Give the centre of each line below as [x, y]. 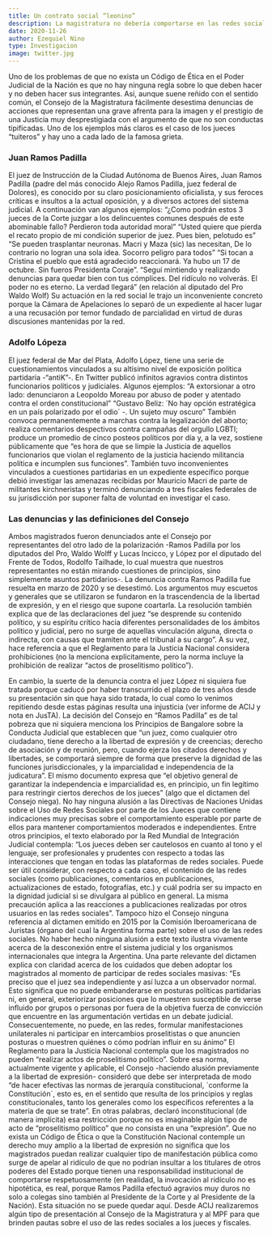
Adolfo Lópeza [38, 342]
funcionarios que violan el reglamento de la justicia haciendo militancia [126, 455]
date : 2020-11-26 [38, 31]
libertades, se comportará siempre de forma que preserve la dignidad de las [136, 758]
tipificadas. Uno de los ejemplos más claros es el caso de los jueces [122, 128]
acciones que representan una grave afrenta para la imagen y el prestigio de [136, 111]
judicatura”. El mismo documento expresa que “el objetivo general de [123, 775]
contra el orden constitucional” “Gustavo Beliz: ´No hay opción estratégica [132, 403]
